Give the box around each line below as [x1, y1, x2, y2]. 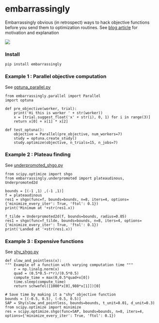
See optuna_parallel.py [5, 84, 51, 90]
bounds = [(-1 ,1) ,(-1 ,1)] [5, 188, 64, 193]
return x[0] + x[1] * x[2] [14, 119, 68, 124]
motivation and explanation [5, 30, 59, 35]
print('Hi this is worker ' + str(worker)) [14, 110, 103, 115]
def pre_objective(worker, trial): [5, 106, 77, 111]
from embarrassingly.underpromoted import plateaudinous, [5, 176, 125, 181]
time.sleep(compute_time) [14, 279, 66, 284]
